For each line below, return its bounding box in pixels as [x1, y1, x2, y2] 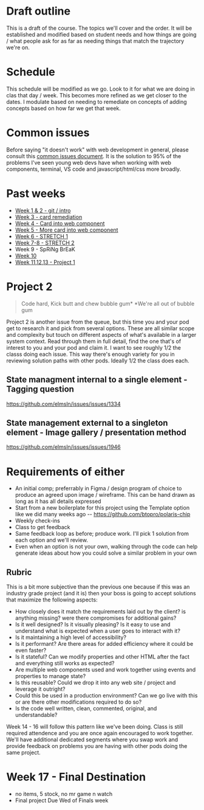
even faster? [15, 646, 47, 654]
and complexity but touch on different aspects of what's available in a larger [6, 331, 197, 338]
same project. [6, 749, 41, 756]
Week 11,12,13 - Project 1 [15, 258, 75, 266]
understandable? [15, 711, 58, 719]
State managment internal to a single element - [6, 375, 188, 385]
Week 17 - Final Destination [6, 770, 146, 784]
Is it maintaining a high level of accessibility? [15, 634, 126, 641]
